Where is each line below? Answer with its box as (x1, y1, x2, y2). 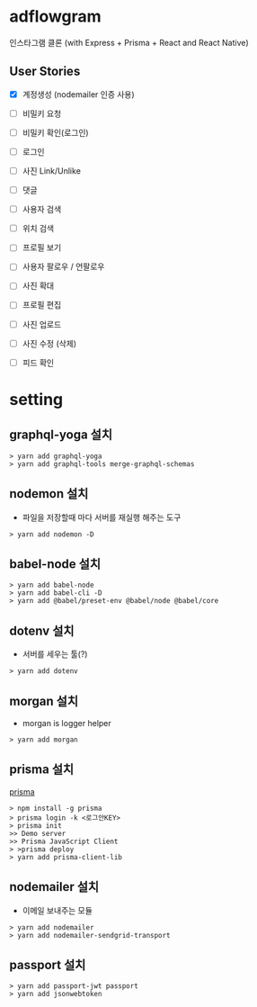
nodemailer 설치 (9, 879, 100, 895)
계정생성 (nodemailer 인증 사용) (22, 88, 135, 100)
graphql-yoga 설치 (9, 427, 113, 443)
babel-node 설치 (9, 556, 102, 571)
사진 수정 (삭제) (22, 337, 77, 348)
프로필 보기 (22, 242, 62, 253)
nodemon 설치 (9, 486, 89, 501)
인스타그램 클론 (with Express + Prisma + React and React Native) (9, 37, 249, 48)
